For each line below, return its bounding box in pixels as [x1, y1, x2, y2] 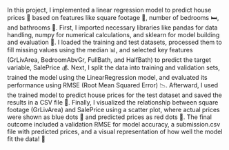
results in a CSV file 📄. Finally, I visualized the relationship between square [7, 98, 219, 106]
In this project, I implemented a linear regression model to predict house [7, 6, 212, 14]
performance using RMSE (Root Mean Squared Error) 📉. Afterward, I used [7, 81, 219, 89]
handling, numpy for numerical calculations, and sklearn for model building [7, 31, 220, 39]
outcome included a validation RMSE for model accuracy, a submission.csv [7, 120, 221, 128]
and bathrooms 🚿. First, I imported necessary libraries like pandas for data [7, 23, 218, 32]
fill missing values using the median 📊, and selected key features [7, 46, 193, 54]
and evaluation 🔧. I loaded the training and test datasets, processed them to [7, 38, 222, 46]
